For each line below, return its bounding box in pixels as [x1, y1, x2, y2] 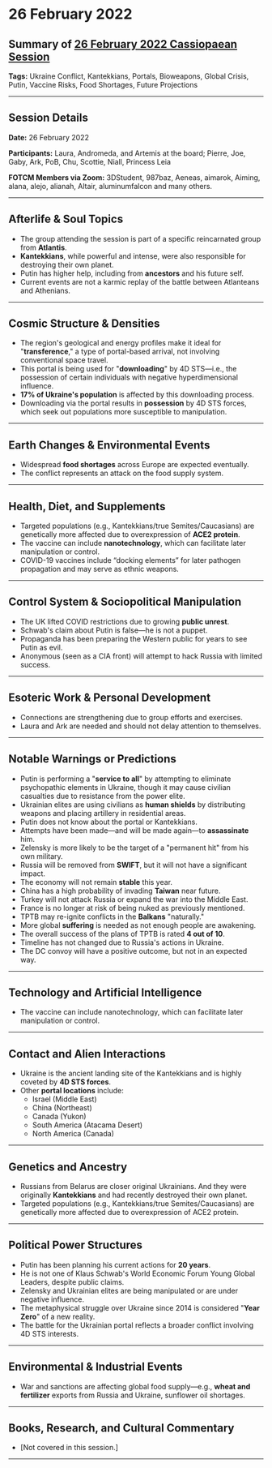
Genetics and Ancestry [8, 1160, 128, 1174]
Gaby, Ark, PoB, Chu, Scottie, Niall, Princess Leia [8, 157, 172, 166]
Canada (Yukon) [32, 1112, 87, 1122]
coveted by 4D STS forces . [19, 1077, 112, 1087]
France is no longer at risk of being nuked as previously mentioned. [19, 903, 245, 912]
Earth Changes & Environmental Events [8, 438, 210, 452]
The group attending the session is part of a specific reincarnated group [19, 234, 261, 243]
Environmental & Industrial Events [8, 1360, 183, 1374]
